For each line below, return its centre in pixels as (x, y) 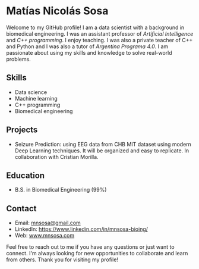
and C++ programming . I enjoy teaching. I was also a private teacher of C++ (99, 40)
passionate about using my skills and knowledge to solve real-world (89, 52)
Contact (21, 209)
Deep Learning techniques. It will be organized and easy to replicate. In (102, 151)
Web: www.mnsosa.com (45, 236)
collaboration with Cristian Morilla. (57, 157)
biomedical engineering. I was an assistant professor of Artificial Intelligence (100, 33)
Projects (22, 130)
